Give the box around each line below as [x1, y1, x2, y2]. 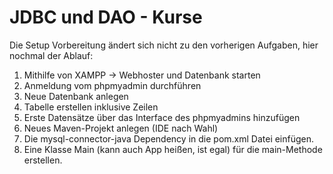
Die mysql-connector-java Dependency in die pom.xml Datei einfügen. [23, 132, 315, 145]
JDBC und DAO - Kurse [9, 6, 203, 29]
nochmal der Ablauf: [9, 49, 94, 61]
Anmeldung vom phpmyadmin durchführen [23, 79, 202, 91]
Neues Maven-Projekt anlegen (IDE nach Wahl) [23, 122, 219, 134]
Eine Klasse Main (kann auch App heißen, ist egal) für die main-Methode [23, 143, 323, 155]
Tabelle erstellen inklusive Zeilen [23, 101, 159, 113]
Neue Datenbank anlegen [23, 90, 129, 102]
